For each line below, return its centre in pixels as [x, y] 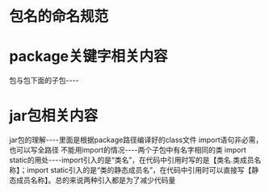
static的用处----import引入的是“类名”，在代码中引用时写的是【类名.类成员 [132, 160]
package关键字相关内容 [88, 56]
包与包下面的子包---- [44, 81]
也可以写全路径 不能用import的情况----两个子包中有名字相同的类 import [128, 150]
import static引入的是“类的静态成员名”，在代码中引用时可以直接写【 [139, 170]
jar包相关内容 [54, 116]
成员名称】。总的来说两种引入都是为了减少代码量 [96, 180]
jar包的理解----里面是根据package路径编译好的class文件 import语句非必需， [136, 140]
